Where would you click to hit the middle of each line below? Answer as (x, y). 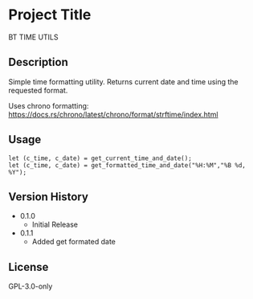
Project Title (50, 15)
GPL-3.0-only (31, 286)
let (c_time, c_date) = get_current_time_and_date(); (100, 158)
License (29, 267)
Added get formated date (74, 242)
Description (38, 62)
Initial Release (55, 225)
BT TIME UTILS (33, 37)
